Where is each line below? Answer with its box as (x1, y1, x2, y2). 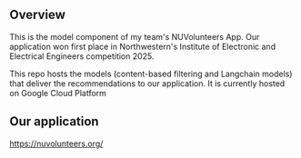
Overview (9, 7, 66, 23)
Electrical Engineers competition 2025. (9, 50, 155, 62)
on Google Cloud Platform (9, 87, 107, 98)
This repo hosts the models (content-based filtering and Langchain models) (9, 68, 293, 79)
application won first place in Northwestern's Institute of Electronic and (9, 41, 276, 52)
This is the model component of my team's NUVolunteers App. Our (9, 31, 260, 42)
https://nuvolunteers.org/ (9, 138, 104, 149)
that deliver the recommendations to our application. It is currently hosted (9, 77, 286, 89)
